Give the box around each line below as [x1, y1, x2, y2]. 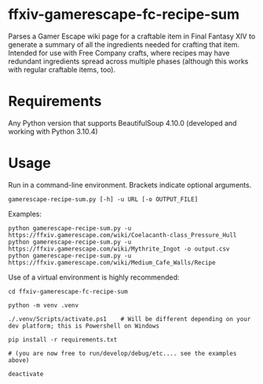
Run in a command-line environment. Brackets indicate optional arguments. [8, 180, 252, 189]
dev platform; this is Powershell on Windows [8, 322, 159, 330]
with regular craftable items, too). [8, 64, 116, 74]
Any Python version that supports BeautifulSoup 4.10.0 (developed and [8, 118, 237, 127]
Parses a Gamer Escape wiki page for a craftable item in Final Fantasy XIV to [8, 31, 256, 41]
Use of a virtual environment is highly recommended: [8, 272, 180, 282]
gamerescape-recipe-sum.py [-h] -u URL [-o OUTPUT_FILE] [8, 195, 199, 203]
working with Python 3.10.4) [8, 126, 98, 136]
